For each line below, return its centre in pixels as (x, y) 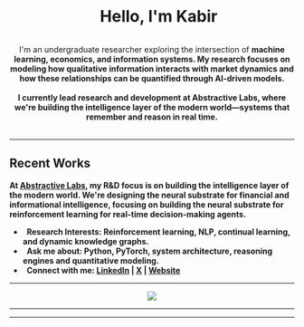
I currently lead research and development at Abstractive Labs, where (152, 97)
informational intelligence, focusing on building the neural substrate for (147, 204)
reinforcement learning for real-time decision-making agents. (128, 214)
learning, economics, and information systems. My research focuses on (152, 59)
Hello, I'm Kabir (159, 17)
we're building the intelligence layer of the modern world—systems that (152, 107)
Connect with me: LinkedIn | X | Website (104, 270)
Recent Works (50, 163)
